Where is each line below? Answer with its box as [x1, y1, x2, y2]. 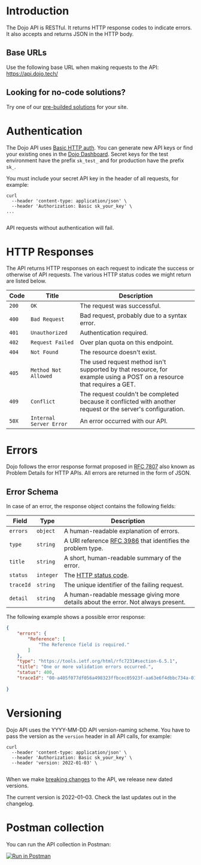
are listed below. [6, 277, 47, 285]
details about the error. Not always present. [63, 598, 186, 606]
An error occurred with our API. [80, 417, 168, 426]
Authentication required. [80, 329, 148, 337]
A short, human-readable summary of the [63, 554, 181, 562]
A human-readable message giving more [63, 591, 180, 599]
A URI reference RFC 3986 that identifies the [63, 537, 190, 545]
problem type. [63, 544, 103, 553]
